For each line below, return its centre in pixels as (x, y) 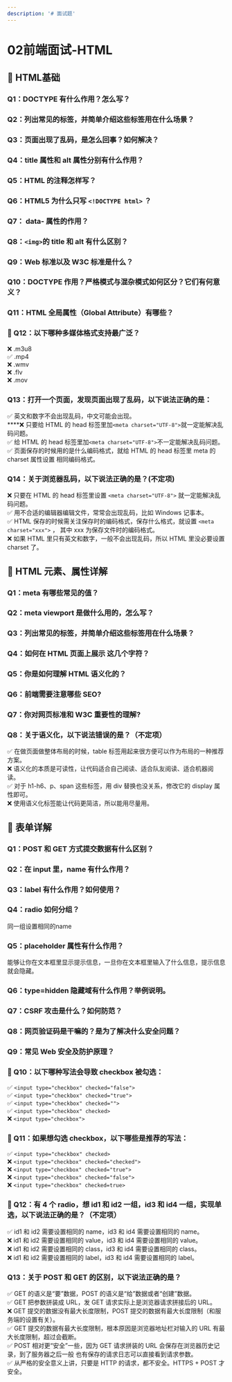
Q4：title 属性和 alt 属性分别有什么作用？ (75, 160)
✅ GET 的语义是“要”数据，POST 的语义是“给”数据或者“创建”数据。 (101, 1294)
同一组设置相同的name (39, 926)
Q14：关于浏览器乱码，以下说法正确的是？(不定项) (91, 479)
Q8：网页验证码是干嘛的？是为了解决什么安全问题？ (94, 1031)
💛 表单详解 (29, 827)
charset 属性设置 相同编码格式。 (53, 459)
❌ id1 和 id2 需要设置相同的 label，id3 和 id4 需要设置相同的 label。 (103, 1257)
